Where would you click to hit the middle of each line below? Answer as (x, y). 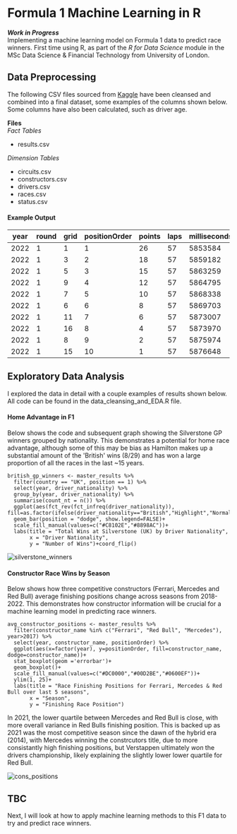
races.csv (32, 194)
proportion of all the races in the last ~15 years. (76, 463)
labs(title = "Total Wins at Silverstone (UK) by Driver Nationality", (121, 531)
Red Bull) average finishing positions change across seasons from (103, 596)
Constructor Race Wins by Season (59, 573)
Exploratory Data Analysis (66, 377)
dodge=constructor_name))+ (47, 655)
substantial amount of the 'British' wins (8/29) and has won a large (104, 455)
